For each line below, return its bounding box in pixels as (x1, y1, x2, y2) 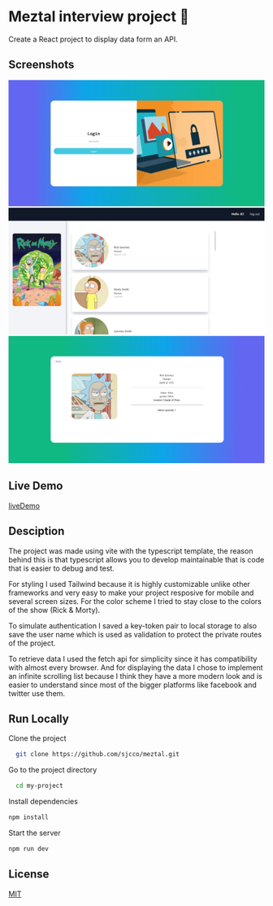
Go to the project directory (8, 765, 97, 775)
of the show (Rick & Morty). (8, 605, 101, 615)
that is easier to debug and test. (8, 563, 115, 573)
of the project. (8, 638, 56, 648)
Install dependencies (8, 797, 79, 807)
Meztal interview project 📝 (8, 7, 189, 26)
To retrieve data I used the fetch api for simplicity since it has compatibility (8, 654, 258, 663)
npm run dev (8, 844, 49, 853)
